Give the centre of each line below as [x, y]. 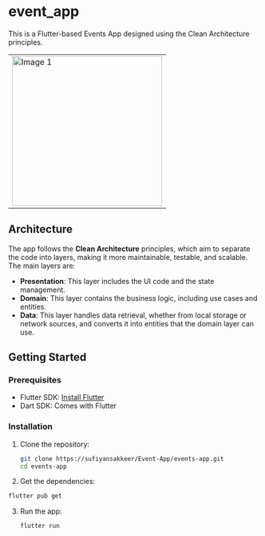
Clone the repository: [55, 444]
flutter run [40, 526]
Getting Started [47, 357]
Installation [31, 426]
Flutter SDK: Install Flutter [62, 398]
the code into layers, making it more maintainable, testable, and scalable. [128, 257]
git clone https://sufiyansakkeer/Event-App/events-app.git [122, 458]
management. [43, 290]
